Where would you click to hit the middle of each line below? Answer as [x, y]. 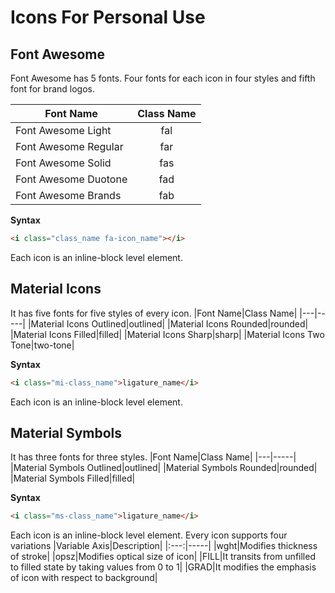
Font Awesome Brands [68, 195]
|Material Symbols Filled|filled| [73, 478]
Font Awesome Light [63, 130]
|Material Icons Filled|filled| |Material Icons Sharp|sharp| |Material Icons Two [167, 334]
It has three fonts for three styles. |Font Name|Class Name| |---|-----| [153, 457]
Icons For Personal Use [108, 17]
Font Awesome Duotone [71, 179]
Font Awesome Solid [63, 163]
